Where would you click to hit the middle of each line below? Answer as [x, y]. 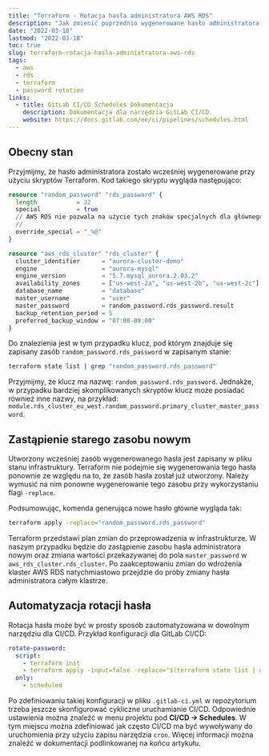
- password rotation [50, 90]
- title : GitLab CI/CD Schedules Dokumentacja [94, 105]
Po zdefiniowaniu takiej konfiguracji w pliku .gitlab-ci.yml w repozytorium [132, 701]
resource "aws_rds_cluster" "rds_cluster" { [84, 254]
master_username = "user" [73, 298]
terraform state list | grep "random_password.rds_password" [112, 366]
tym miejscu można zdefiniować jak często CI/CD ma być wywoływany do [130, 726]
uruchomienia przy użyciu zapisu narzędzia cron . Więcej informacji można [131, 735]
